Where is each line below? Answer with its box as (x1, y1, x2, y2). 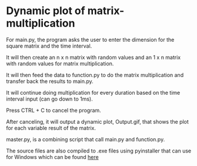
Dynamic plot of (6, 4, 85, 18)
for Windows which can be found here (6, 153, 99, 160)
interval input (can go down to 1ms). (6, 95, 93, 102)
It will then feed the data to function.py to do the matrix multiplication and (6, 71, 184, 78)
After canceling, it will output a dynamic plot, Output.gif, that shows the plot (6, 118, 189, 125)
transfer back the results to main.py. (6, 78, 94, 85)
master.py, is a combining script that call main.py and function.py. (6, 135, 165, 142)
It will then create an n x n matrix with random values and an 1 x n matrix (6, 54, 181, 61)
